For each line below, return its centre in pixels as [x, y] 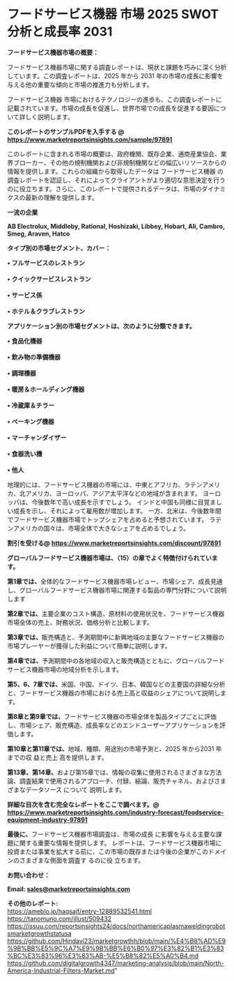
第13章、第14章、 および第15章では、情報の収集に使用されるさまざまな [109, 772]
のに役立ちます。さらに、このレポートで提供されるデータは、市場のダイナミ [117, 188]
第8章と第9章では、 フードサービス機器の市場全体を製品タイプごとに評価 [112, 716]
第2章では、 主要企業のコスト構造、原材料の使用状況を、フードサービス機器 [116, 614]
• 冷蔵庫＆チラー [31, 405]
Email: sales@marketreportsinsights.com [69, 889]
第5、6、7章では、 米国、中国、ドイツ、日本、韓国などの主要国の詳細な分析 [116, 684]
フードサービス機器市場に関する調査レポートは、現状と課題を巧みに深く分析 [117, 67]
